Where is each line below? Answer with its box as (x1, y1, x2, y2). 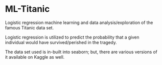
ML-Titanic (5, 3, 50, 15)
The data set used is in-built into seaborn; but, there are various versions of (5, 49, 158, 55)
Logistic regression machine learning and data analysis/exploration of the (5, 20, 153, 25)
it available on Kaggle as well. (5, 54, 65, 60)
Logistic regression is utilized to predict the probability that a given (5, 34, 139, 40)
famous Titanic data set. (5, 24, 54, 30)
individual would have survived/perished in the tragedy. (5, 39, 117, 45)
